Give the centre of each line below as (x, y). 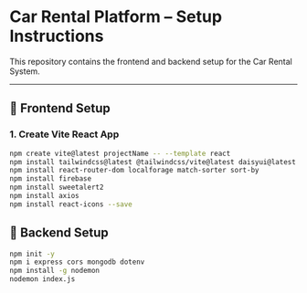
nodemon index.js (42, 279)
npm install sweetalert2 (57, 188)
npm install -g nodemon (55, 271)
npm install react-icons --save (71, 204)
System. (25, 71)
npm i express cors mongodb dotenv (77, 262)
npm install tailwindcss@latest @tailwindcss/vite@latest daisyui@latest (153, 162)
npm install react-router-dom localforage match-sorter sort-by (134, 171)
